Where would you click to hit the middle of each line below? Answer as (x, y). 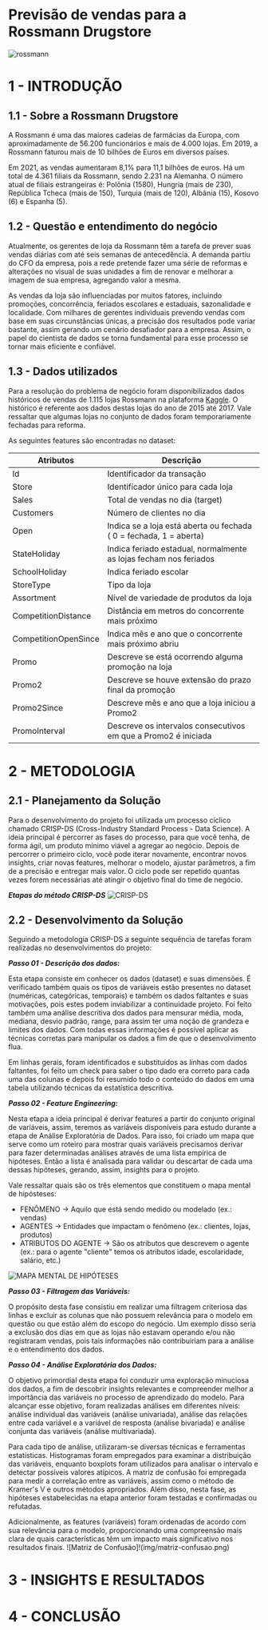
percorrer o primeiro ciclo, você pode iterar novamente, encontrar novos (128, 854)
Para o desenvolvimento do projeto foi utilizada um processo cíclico (120, 820)
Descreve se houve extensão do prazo (179, 679)
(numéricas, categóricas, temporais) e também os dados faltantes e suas (128, 996)
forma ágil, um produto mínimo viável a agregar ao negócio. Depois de (124, 845)
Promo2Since (38, 707)
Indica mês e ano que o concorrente (175, 634)
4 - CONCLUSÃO (65, 1616)
